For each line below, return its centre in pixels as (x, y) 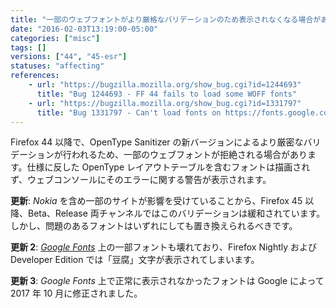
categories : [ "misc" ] (55, 38)
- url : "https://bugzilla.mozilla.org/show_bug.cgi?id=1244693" (165, 85)
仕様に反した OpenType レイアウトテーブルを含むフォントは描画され (168, 167)
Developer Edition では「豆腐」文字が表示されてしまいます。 (135, 260)
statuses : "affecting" (57, 66)
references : (35, 76)
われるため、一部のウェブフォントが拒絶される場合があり (189, 155)
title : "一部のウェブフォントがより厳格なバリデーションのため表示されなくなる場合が (166, 19)
